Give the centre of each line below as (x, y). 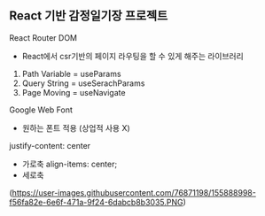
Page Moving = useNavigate (74, 92)
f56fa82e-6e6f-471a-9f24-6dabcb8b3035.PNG (96, 202)
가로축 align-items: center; (70, 164)
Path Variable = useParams (71, 73)
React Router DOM (43, 37)
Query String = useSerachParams (83, 83)
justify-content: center (50, 145)
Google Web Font (41, 110)
